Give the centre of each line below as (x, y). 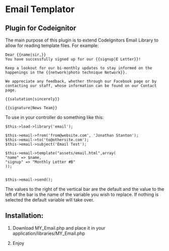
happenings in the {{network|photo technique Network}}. (66, 72)
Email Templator (40, 9)
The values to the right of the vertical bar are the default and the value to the (85, 189)
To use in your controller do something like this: (55, 117)
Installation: (24, 216)
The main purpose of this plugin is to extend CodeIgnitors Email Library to (82, 40)
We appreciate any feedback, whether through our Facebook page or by (81, 81)
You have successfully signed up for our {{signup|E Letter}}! (73, 59)
